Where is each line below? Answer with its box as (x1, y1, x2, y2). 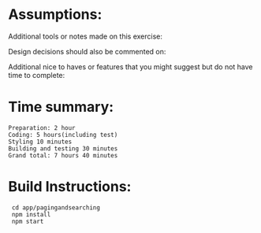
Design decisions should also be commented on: (8, 46, 166, 56)
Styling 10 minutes (8, 138, 73, 146)
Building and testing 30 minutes (8, 144, 118, 153)
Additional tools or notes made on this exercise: (8, 31, 163, 41)
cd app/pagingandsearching (11, 203, 101, 212)
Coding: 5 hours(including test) (8, 131, 118, 139)
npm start (11, 217, 44, 225)
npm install (11, 210, 51, 218)
